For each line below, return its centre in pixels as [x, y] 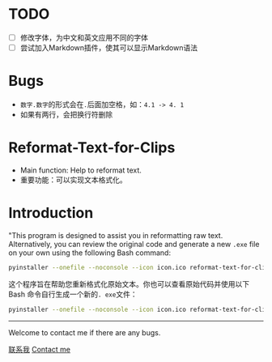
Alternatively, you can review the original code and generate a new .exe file [134, 244]
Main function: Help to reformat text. [81, 170]
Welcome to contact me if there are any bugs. [85, 332]
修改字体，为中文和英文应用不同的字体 [84, 37]
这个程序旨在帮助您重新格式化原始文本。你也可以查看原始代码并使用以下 [129, 283]
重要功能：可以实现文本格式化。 [73, 180]
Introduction [51, 213]
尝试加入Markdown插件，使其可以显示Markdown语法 [109, 48]
